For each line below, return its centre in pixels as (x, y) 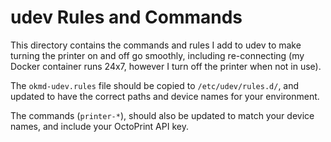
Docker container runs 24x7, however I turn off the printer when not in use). (166, 66)
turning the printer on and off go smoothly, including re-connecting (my (157, 55)
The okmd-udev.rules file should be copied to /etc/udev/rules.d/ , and (155, 85)
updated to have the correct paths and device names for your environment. (165, 96)
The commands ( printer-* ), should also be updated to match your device (162, 115)
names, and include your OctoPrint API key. (99, 126)
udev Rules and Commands (126, 17)
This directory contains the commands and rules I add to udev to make (156, 45)
